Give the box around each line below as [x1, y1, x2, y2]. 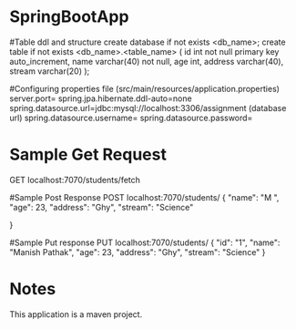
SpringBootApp [9, 6, 129, 27]
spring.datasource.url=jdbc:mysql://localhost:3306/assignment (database [9, 102, 287, 113]
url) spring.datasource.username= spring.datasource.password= [9, 112, 253, 123]
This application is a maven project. [9, 308, 143, 320]
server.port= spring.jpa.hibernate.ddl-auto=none [9, 93, 193, 104]
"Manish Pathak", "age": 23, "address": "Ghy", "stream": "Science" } [9, 246, 266, 257]
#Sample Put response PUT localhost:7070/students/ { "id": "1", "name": [9, 237, 281, 248]
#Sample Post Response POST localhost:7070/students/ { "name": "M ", [9, 191, 280, 202]
